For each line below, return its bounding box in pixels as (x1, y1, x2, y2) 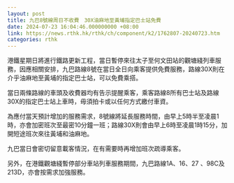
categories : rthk (7, 36, 58, 43)
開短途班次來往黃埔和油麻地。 (7, 130, 93, 138)
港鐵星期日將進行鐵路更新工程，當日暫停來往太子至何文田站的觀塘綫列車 (7, 57, 215, 65)
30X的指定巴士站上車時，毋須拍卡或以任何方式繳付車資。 (7, 97, 173, 105)
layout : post (7, 10, 45, 17)
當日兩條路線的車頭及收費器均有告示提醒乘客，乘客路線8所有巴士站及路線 (7, 89, 219, 97)
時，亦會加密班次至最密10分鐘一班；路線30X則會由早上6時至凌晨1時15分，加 (7, 121, 228, 129)
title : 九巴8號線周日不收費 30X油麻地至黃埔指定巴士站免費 (7, 17, 162, 24)
